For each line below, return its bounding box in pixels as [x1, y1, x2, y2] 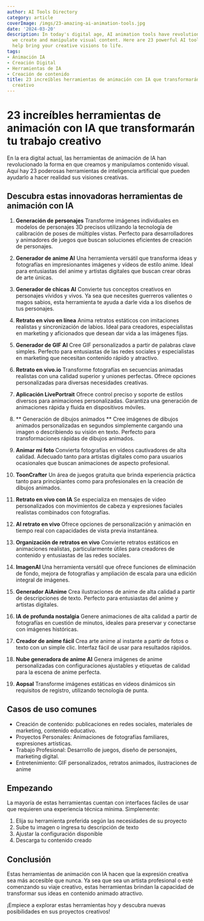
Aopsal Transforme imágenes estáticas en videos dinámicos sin [15, 680, 176, 687]
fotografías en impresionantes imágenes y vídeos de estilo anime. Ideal [15, 260, 193, 268]
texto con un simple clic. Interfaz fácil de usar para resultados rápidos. [15, 644, 192, 651]
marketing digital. [15, 752, 59, 760]
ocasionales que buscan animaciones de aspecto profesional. [15, 459, 170, 466]
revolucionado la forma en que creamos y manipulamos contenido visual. [7, 160, 189, 168]
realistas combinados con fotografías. [15, 508, 111, 516]
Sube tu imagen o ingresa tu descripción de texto [15, 824, 139, 831]
